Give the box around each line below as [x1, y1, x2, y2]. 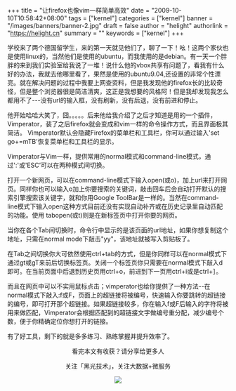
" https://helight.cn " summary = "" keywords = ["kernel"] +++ [7, 29, 184, 37]
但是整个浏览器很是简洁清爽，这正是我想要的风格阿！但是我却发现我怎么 [19, 87, 229, 95]
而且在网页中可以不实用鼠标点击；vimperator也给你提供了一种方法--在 [7, 282, 211, 290]
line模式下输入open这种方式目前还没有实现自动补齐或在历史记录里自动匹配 [7, 202, 223, 211]
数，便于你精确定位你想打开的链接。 [7, 317, 112, 325]
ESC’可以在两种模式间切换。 [27, 161, 109, 169]
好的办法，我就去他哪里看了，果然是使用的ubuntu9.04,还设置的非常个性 [7, 69, 215, 78]
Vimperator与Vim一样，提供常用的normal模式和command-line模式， [7, 152, 205, 160]
